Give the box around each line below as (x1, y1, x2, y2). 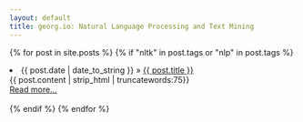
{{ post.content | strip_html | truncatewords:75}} (9, 74, 190, 85)
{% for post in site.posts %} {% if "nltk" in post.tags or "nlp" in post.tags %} (9, 46, 294, 57)
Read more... (9, 84, 57, 95)
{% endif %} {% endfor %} (9, 103, 110, 114)
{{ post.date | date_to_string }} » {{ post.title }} (21, 65, 194, 76)
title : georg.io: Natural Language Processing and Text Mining (9, 22, 255, 31)
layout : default (9, 13, 71, 23)
